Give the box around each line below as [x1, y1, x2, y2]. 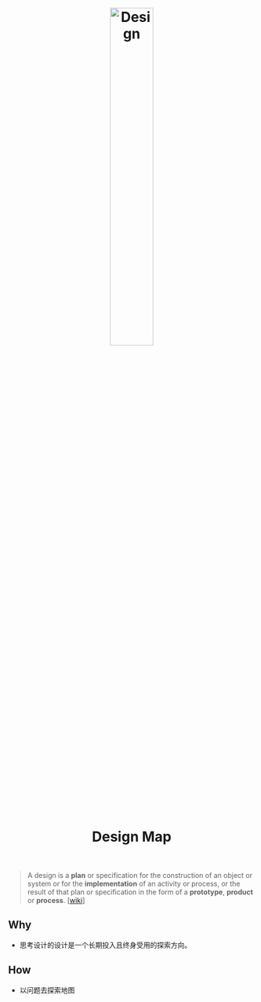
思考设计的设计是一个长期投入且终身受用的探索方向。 [19, 940, 192, 949]
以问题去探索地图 [19, 985, 75, 995]
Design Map [92, 828, 172, 846]
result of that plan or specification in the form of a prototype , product [27, 887, 253, 897]
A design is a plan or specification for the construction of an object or [27, 870, 253, 879]
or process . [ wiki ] [27, 895, 85, 905]
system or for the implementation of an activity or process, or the [27, 879, 241, 888]
